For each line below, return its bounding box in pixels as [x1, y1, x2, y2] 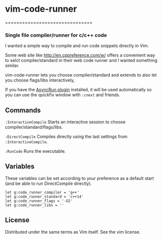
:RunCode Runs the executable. [5, 148, 66, 154]
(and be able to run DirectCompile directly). [5, 180, 92, 186]
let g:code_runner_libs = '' [5, 202, 64, 208]
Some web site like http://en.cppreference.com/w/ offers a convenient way [5, 52, 156, 58]
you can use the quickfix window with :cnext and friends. [5, 92, 121, 98]
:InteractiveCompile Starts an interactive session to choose [5, 119, 126, 125]
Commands [5, 106, 41, 114]
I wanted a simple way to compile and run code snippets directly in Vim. [5, 43, 149, 49]
